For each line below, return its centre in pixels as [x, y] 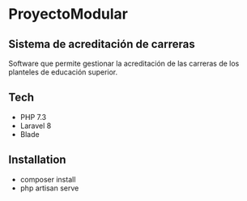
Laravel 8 [36, 126]
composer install [48, 179]
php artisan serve [49, 188]
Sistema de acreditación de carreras [102, 44]
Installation [37, 160]
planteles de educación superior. [63, 72]
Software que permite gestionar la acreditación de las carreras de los [124, 63]
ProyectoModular [68, 14]
